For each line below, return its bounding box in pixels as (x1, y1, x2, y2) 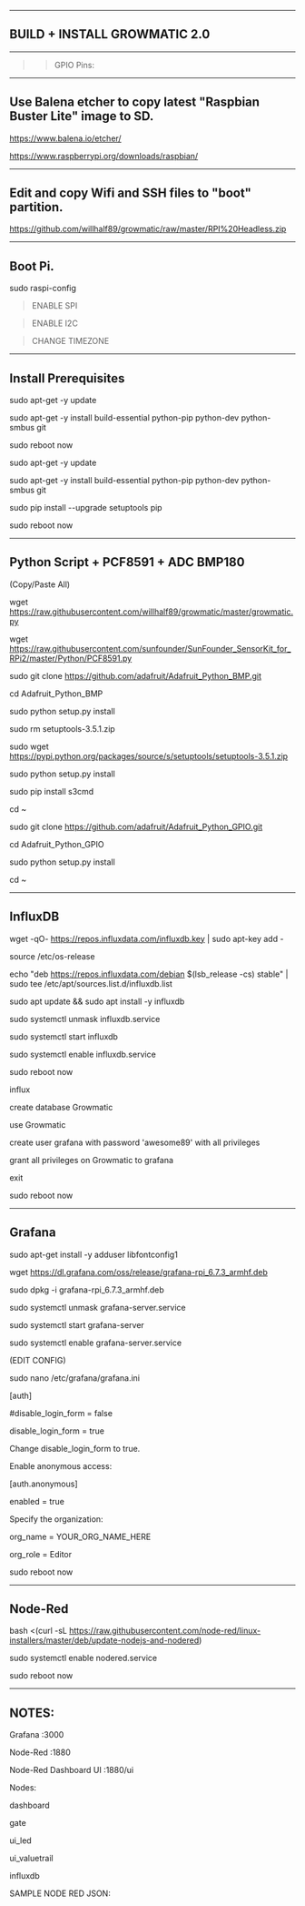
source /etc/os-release (9, 950, 95, 961)
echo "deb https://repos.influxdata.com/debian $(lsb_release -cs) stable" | (9, 968, 289, 979)
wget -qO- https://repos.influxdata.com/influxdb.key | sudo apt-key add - (9, 933, 284, 944)
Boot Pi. (9, 259, 54, 274)
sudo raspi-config (9, 283, 77, 294)
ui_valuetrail (9, 1853, 54, 1864)
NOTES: (9, 1705, 55, 1720)
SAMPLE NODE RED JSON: (9, 1888, 111, 1899)
